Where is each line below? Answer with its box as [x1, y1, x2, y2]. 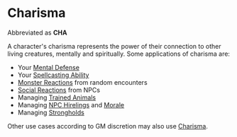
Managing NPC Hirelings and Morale [17, 100, 125, 109]
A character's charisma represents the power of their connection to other [7, 42, 221, 50]
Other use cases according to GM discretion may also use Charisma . [7, 121, 208, 130]
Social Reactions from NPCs [17, 85, 101, 94]
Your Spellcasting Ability [17, 71, 89, 79]
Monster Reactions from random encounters [17, 78, 148, 86]
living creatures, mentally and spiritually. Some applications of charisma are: [7, 49, 231, 58]
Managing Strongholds [17, 108, 85, 117]
